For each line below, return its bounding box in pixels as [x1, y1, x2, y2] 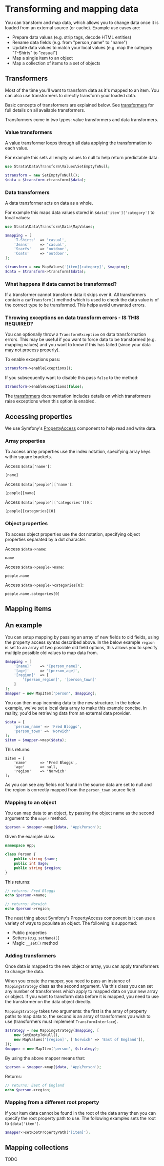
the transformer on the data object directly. [5, 999, 92, 1005]
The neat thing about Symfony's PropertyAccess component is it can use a [5, 915, 156, 921]
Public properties [12, 930, 47, 936]
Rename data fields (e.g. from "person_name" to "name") [12, 39, 128, 45]
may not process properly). [5, 347, 60, 353]
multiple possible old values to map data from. [5, 650, 98, 656]
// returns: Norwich [5, 902, 47, 907]
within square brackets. [5, 454, 52, 460]
